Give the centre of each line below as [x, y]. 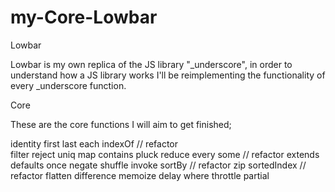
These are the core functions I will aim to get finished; [121, 124]
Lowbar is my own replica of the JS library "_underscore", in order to [151, 64]
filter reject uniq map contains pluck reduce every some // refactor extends [165, 154]
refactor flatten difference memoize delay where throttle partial [140, 175]
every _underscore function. [68, 85]
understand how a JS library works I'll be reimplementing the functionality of [168, 75]
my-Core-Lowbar [84, 17]
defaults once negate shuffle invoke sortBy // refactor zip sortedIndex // [158, 165]
